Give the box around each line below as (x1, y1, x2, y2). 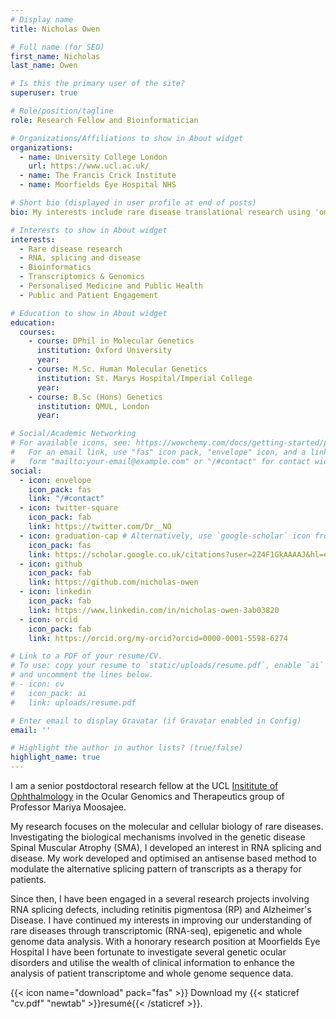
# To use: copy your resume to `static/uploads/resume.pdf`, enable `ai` (10, 661, 325, 671)
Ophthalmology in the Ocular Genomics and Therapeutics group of (10, 791, 285, 802)
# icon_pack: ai (10, 688, 87, 698)
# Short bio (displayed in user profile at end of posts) (10, 198, 257, 208)
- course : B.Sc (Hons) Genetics (28, 392, 163, 402)
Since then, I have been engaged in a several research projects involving (10, 893, 310, 905)
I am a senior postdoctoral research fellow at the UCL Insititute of (10, 780, 279, 791)
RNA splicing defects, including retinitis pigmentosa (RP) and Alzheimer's (10, 904, 312, 915)
